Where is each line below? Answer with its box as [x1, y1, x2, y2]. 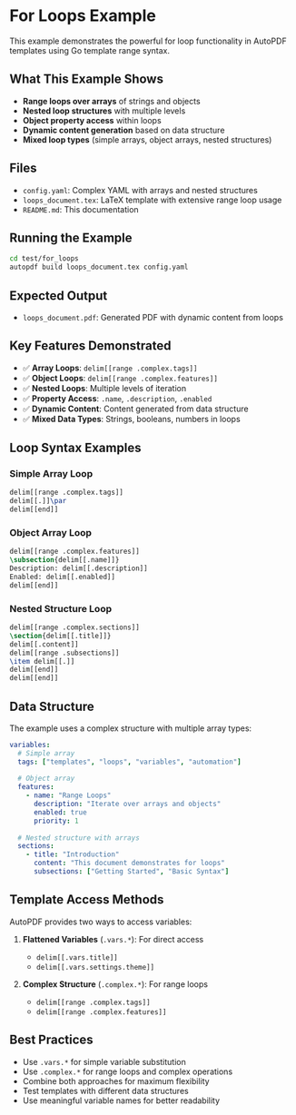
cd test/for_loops [9, 254, 79, 263]
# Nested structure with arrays [17, 833, 141, 843]
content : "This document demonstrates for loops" [33, 859, 225, 868]
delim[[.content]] [9, 639, 79, 649]
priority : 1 [33, 816, 79, 825]
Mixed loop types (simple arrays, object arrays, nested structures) [22, 133, 272, 145]
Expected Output [9, 288, 108, 303]
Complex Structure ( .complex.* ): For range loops [22, 978, 209, 990]
